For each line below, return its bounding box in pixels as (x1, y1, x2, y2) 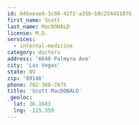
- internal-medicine (13, 42, 73, 49)
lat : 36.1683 (13, 101, 51, 108)
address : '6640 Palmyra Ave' (7, 56, 92, 62)
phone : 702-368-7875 (7, 81, 67, 88)
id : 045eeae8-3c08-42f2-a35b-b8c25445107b (7, 10, 132, 17)
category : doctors (7, 49, 60, 56)
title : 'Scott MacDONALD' (7, 87, 82, 94)
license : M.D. (7, 29, 49, 37)
